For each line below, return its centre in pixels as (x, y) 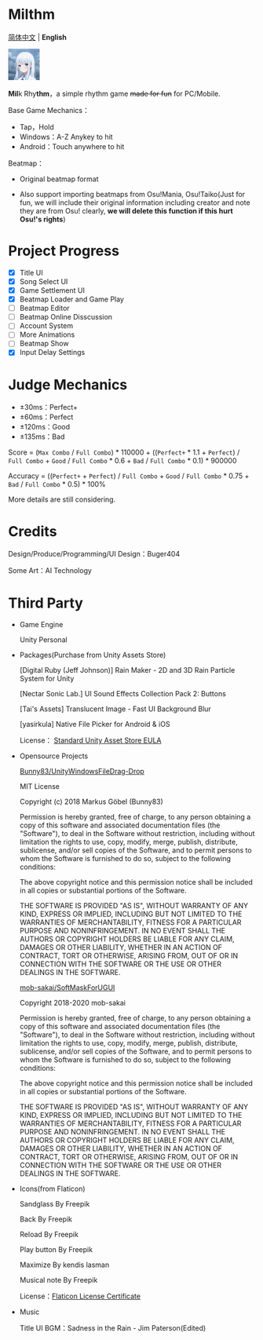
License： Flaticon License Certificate (80, 1296)
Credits (33, 531)
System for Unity (47, 679)
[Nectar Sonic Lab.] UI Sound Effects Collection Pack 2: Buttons (122, 694)
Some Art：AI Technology (50, 571)
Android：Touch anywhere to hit (72, 146)
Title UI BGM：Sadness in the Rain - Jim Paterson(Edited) (113, 1328)
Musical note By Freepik (58, 1280)
